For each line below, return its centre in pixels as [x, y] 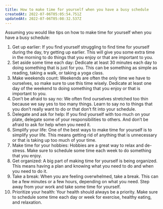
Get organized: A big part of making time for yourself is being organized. [85, 161]
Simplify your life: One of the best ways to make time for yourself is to [82, 130]
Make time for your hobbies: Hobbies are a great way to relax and [78, 145]
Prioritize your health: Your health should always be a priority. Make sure [85, 192]
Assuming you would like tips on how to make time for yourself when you [78, 33]
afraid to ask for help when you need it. [51, 125]
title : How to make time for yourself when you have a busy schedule [77, 9]
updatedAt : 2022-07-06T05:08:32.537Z [43, 19]
